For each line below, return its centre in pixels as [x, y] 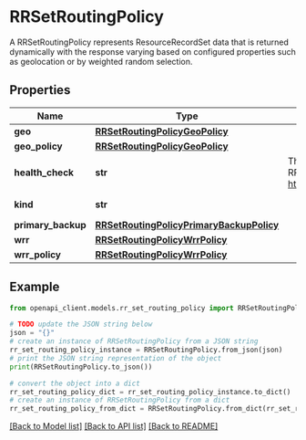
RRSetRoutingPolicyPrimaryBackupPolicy [187, 225]
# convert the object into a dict [75, 383]
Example [35, 287]
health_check [44, 173]
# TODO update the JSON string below [81, 325]
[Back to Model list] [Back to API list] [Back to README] [114, 426]
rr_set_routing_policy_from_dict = [77, 409]
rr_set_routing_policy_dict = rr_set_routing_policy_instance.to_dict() [150, 392]
